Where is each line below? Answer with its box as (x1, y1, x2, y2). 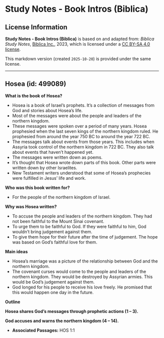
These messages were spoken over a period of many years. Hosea (12, 123, 147, 129)
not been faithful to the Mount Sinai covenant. (12, 218, 104, 224)
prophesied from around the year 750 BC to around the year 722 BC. (12, 133, 150, 139)
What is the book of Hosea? (5, 93, 62, 98)
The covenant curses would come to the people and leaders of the (12, 268, 146, 274)
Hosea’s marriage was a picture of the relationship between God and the (12, 258, 158, 264)
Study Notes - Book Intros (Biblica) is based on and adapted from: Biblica (5, 36, 155, 42)
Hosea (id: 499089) (5, 80, 66, 88)
